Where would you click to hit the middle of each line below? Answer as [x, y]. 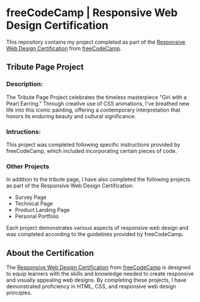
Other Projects [28, 166]
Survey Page [30, 198]
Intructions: [24, 131]
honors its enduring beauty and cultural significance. [71, 116]
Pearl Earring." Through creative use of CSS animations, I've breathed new [98, 103]
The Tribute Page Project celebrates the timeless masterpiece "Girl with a [96, 97]
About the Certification [50, 253]
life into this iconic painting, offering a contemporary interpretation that [93, 110]
